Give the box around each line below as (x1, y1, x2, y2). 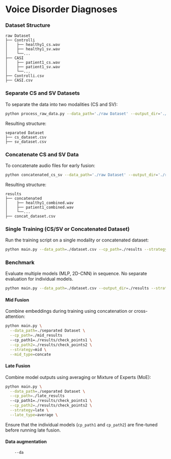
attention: (5, 313, 25, 319)
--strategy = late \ (10, 408, 49, 413)
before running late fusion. (5, 427, 61, 433)
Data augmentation (5, 439, 47, 445)
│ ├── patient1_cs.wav (5, 60, 60, 65)
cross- (134, 308, 148, 314)
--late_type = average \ (10, 412, 58, 417)
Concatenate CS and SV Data (5, 151, 79, 158)
